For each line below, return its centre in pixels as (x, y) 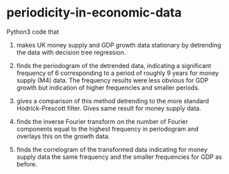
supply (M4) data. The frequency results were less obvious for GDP (112, 80)
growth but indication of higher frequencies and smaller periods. (108, 87)
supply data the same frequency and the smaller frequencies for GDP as (119, 157)
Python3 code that (33, 32)
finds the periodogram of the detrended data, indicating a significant (114, 65)
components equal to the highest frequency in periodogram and (107, 129)
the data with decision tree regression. (71, 52)
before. (27, 164)
